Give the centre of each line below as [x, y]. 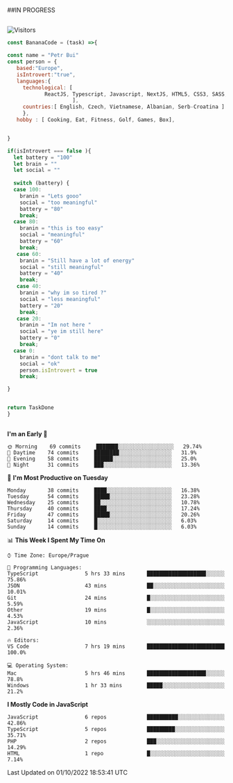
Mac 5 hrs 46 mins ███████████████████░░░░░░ [116, 673]
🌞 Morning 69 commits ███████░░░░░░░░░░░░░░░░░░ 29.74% [105, 447]
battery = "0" [40, 338]
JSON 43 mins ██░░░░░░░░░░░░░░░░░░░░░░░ [116, 586]
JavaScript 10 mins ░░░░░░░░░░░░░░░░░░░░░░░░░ [116, 622]
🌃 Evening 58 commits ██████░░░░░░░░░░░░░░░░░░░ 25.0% [102, 459]
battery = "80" [42, 209]
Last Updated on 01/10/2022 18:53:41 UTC [68, 773]
